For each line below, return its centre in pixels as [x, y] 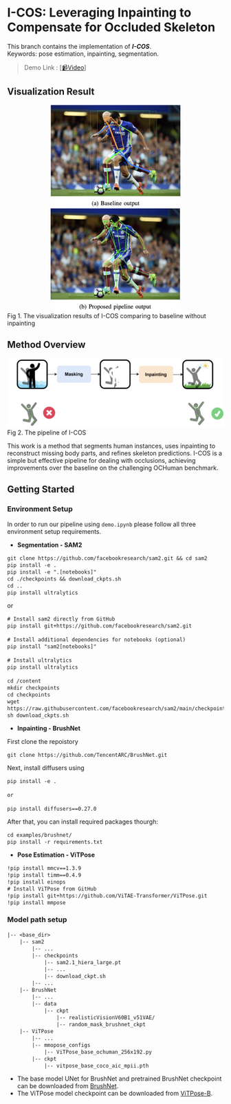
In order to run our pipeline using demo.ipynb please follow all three [101, 524]
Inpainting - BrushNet [49, 728]
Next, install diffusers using [46, 768]
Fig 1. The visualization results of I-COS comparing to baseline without [107, 315]
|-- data [44, 1003]
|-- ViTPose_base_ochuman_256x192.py [98, 1052]
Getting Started [41, 489]
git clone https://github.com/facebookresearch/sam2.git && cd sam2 [107, 558]
